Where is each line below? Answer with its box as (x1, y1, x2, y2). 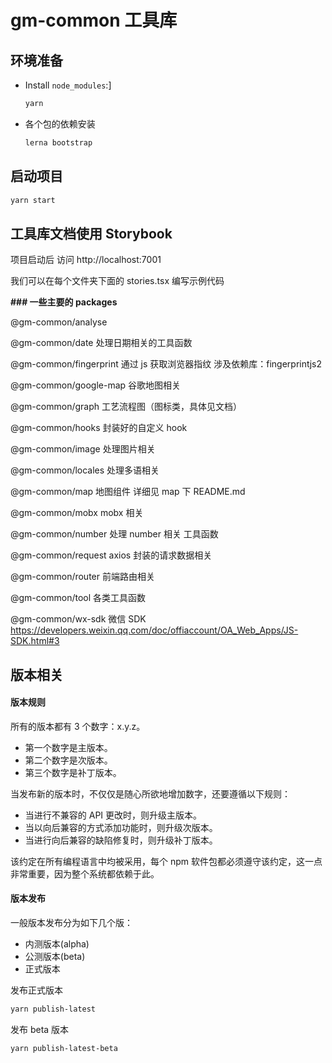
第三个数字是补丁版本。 (24, 766, 122, 778)
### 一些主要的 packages (10, 296, 118, 308)
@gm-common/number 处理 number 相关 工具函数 (10, 528, 219, 540)
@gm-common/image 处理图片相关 (10, 443, 156, 455)
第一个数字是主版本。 (24, 741, 113, 753)
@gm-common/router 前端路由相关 (10, 571, 155, 583)
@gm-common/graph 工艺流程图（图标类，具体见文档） (10, 401, 242, 413)
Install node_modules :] (24, 79, 112, 91)
